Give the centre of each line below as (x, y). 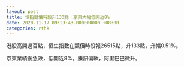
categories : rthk (28, 28)
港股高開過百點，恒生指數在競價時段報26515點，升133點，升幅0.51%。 (94, 46)
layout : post (22, 12)
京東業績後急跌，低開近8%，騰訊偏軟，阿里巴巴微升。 (73, 58)
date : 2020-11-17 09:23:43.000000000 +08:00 (63, 23)
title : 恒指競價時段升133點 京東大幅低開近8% (58, 17)
